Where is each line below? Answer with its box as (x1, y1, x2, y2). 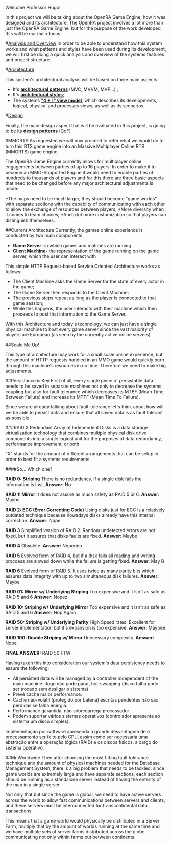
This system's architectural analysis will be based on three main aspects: (5, 77, 159, 82)
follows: (5, 269, 22, 275)
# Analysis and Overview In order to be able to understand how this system (5, 40, 162, 46)
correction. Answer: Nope (5, 518, 61, 523)
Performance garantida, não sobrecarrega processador (12, 708, 129, 714)
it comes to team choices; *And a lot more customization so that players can (5, 212, 166, 218)
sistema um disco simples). (12, 718, 70, 725)
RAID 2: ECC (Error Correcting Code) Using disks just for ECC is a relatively (5, 506, 165, 513)
